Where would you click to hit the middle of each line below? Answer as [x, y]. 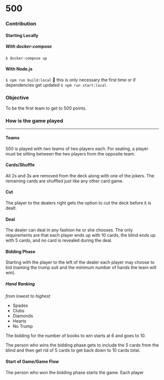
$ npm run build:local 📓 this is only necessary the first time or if [71, 80]
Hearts [19, 321]
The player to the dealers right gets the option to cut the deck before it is [78, 203]
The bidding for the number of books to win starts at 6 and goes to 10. [76, 336]
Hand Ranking [20, 284]
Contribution [21, 24]
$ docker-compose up [27, 58]
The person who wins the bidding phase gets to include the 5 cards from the [82, 345]
